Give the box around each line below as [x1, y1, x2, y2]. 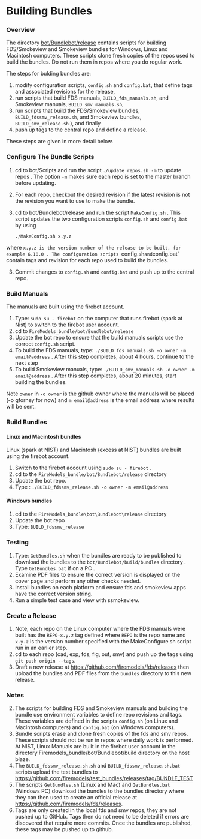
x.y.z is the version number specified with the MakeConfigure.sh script [14, 638, 191, 645]
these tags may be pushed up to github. [14, 826, 114, 833]
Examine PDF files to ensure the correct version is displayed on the [14, 571, 181, 578]
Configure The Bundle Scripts [6, 153, 95, 161]
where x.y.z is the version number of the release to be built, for [6, 244, 181, 251]
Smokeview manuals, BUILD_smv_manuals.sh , [14, 101, 124, 108]
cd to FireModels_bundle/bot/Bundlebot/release [14, 328, 134, 335]
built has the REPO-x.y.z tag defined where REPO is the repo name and [14, 631, 186, 639]
